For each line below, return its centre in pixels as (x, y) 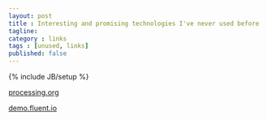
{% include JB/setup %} (49, 77)
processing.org (34, 92)
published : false (38, 54)
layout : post (30, 16)
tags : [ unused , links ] (49, 46)
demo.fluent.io (33, 108)
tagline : (23, 31)
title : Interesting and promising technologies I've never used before (134, 24)
